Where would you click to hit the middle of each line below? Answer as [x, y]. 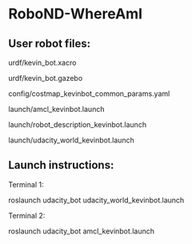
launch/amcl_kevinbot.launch [56, 109]
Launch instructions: [61, 165]
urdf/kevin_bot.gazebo [46, 78]
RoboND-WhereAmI [75, 14]
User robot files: [50, 44]
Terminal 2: [27, 215]
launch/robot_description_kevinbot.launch [77, 124]
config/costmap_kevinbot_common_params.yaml [89, 94]
